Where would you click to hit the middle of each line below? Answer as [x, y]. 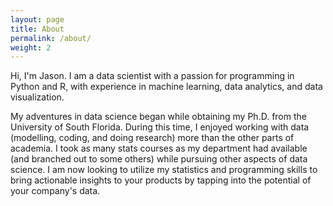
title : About [37, 29]
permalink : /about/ [51, 38]
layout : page [37, 19]
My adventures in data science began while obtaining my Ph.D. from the [158, 117]
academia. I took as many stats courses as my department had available [159, 148]
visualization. [37, 97]
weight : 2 [31, 47]
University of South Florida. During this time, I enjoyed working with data [160, 127]
